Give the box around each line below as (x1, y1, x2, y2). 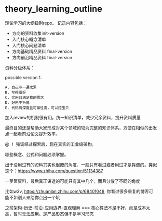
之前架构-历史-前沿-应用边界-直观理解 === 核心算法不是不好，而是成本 (5, 205, 146, 210)
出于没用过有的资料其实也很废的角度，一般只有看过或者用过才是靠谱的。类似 (5, 161, 157, 168)
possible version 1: (5, 74, 42, 80)
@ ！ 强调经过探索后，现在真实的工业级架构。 (5, 141, 96, 147)
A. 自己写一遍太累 (5, 85, 37, 90)
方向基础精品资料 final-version (12, 48, 72, 54)
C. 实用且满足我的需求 (5, 95, 44, 100)
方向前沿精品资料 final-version (12, 54, 72, 60)
